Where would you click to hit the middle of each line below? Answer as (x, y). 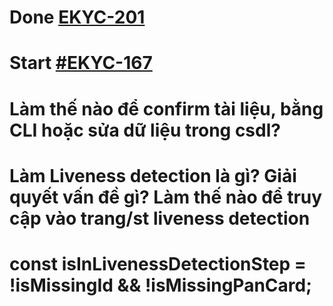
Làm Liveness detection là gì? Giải (153, 175)
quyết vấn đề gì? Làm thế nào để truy (166, 197)
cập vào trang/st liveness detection (160, 218)
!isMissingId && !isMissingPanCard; (160, 285)
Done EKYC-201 (77, 17)
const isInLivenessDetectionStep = (158, 263)
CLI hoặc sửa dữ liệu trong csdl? (145, 130)
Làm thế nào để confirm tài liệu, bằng (166, 108)
